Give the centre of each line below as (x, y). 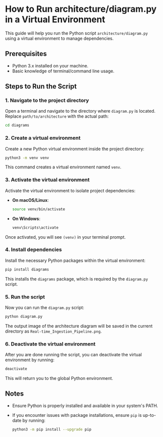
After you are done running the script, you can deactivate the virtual (73, 355)
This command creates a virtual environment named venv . (63, 167)
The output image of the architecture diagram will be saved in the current (79, 326)
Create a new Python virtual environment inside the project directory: (75, 149)
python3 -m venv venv (27, 158)
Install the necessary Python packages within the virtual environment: (75, 260)
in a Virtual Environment (55, 19)
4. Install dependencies (34, 250)
